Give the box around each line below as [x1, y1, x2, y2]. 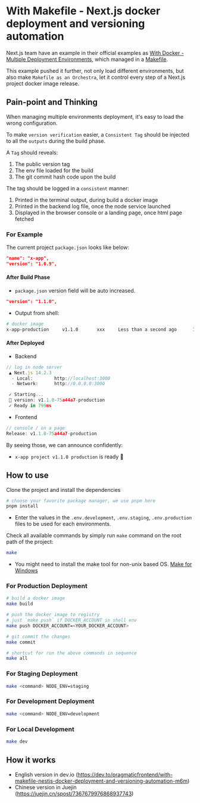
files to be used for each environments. [14, 521, 111, 528]
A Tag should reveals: [6, 149, 58, 156]
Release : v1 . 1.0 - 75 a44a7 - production [6, 430, 97, 436]
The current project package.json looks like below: [6, 244, 130, 251]
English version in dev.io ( [14, 771, 79, 778]
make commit [6, 639, 36, 645]
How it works [6, 755, 56, 765]
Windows [14, 567, 38, 574]
